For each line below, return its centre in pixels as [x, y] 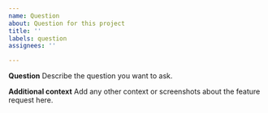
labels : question [38, 38]
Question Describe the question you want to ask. [91, 76]
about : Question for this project [67, 23]
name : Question [34, 16]
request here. [31, 100]
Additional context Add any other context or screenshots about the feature [134, 92]
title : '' [25, 31]
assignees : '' [32, 46]
